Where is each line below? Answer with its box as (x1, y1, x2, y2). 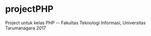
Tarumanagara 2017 (5, 25, 46, 31)
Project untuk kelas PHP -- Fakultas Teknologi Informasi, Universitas (5, 20, 146, 26)
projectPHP (5, 3, 53, 15)
